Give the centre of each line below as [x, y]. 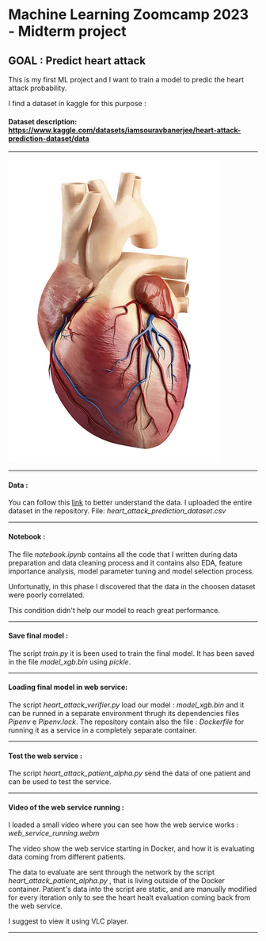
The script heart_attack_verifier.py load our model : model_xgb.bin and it [126, 705]
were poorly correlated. [47, 595]
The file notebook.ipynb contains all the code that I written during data [123, 554]
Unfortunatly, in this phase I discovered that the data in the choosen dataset [132, 586]
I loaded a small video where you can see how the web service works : [123, 825]
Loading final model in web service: [68, 688]
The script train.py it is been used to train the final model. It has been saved [131, 653]
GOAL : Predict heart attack [77, 61]
